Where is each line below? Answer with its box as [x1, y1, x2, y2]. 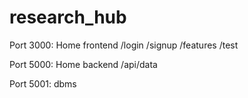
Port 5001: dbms [9, 77, 77, 90]
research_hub [9, 6, 127, 29]
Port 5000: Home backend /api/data [9, 58, 158, 70]
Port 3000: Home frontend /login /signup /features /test [9, 39, 239, 51]
